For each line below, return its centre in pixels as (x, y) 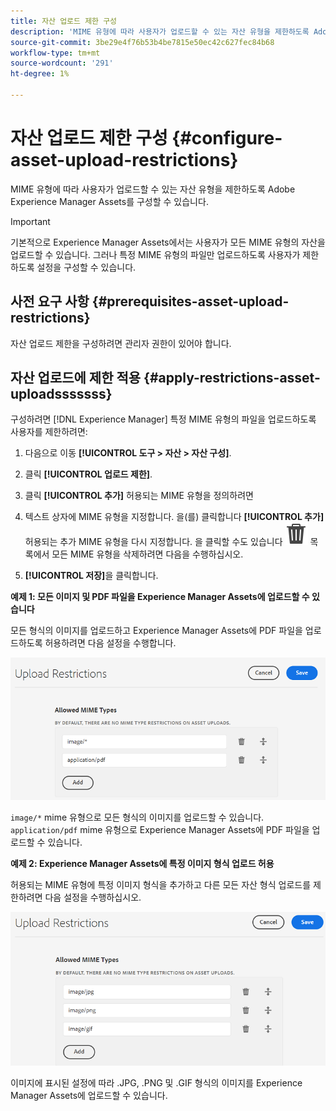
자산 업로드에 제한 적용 (76, 378)
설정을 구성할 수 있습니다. (86, 267)
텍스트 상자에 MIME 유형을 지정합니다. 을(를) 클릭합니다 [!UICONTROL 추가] (174, 517)
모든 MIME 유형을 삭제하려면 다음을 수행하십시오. (147, 554)
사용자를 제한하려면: (49, 432)
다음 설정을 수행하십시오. (93, 897)
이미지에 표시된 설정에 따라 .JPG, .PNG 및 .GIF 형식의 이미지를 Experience (156, 1083)
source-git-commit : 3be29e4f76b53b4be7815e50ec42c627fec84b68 (142, 42)
